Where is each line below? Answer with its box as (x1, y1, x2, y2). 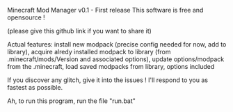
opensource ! (7, 13, 45, 22)
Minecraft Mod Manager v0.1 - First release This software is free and (7, 6, 204, 14)
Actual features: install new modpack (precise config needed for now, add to (7, 40, 227, 48)
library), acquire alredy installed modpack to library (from (7, 48, 172, 56)
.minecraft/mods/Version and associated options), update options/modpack (7, 55, 225, 63)
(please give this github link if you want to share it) (7, 27, 152, 35)
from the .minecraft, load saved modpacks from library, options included (7, 63, 215, 70)
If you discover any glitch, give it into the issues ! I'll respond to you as (7, 76, 209, 84)
